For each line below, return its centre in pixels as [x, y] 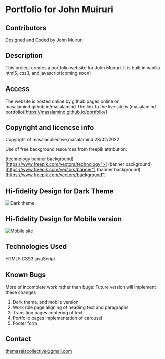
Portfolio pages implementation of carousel [57, 318]
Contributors [26, 28]
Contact [18, 339]
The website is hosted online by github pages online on [62, 101]
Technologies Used [36, 247]
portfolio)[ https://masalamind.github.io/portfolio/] [56, 112]
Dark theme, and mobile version [46, 302]
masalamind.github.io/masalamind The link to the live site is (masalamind [81, 106]
